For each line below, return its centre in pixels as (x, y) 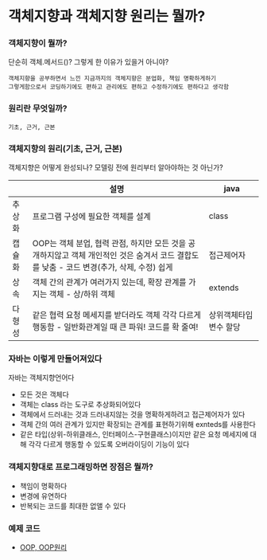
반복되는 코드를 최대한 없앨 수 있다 (73, 506)
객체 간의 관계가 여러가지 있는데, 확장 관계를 (109, 282)
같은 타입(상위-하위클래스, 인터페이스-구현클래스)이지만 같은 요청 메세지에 (134, 434)
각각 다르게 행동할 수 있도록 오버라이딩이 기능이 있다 (109, 444)
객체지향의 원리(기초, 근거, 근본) (66, 148)
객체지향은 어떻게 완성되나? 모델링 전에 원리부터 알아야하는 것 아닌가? (116, 167)
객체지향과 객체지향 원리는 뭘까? (107, 16)
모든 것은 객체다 (44, 394)
